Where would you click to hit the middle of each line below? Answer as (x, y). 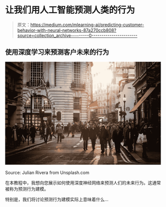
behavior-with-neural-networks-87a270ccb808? (67, 30)
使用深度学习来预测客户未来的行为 (57, 52)
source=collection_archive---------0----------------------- (77, 35)
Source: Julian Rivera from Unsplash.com (47, 172)
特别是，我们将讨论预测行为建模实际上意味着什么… (57, 200)
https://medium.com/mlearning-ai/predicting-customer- (87, 25)
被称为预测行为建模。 (27, 189)
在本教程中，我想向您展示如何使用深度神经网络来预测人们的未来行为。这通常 (83, 183)
